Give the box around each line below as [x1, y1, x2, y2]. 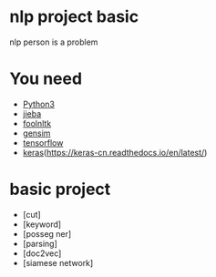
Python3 [22, 98, 55, 109]
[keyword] [22, 219, 62, 230]
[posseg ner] [22, 228, 72, 239]
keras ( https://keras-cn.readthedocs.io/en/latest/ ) [22, 147, 208, 158]
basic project [9, 180, 111, 200]
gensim [22, 128, 51, 138]
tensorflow [22, 137, 64, 148]
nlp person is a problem [9, 36, 98, 47]
